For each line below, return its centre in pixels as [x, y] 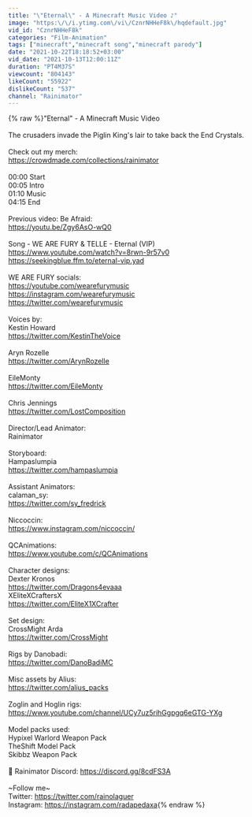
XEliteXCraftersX [35, 596]
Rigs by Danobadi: [38, 654]
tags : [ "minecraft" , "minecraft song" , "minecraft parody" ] [105, 45]
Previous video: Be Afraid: [50, 219]
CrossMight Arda [35, 629]
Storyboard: [28, 453]
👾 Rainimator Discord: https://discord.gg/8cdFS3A [89, 771]
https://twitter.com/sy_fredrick [57, 503]
